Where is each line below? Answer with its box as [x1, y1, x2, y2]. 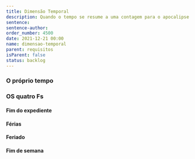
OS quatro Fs [6, 92, 44, 101]
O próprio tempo [6, 77, 54, 85]
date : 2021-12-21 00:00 [6, 36, 64, 42]
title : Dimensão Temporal [6, 8, 69, 15]
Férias [6, 120, 22, 127]
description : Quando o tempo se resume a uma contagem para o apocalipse [6, 14, 190, 20]
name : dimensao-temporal [6, 42, 67, 47]
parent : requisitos [6, 47, 54, 53]
